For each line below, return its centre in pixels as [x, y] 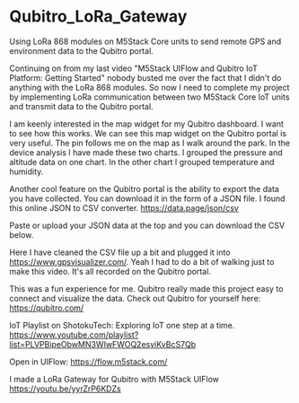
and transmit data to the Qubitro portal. [82, 106]
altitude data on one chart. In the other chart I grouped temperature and [142, 162]
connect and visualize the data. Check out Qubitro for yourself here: [135, 298]
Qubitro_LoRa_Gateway [98, 17]
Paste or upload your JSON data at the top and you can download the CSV [147, 225]
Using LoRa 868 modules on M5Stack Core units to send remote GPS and [145, 41]
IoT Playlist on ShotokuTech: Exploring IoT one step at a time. [122, 325]
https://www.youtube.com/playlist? [74, 335]
